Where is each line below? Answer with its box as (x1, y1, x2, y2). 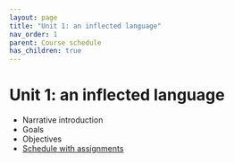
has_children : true (9, 47, 82, 56)
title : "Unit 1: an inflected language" (9, 21, 163, 30)
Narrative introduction (21, 115, 104, 125)
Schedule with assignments (21, 143, 124, 154)
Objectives (21, 133, 63, 144)
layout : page (9, 13, 58, 22)
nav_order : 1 (9, 30, 58, 39)
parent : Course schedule (9, 38, 102, 47)
